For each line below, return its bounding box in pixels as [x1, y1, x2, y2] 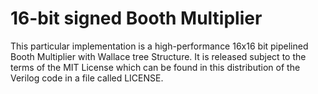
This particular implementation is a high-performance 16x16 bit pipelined [10, 40, 309, 52]
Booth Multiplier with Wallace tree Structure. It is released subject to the [10, 50, 307, 62]
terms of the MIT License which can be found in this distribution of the [10, 61, 301, 73]
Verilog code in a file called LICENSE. [10, 72, 164, 84]
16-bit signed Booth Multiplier [10, 7, 263, 30]
